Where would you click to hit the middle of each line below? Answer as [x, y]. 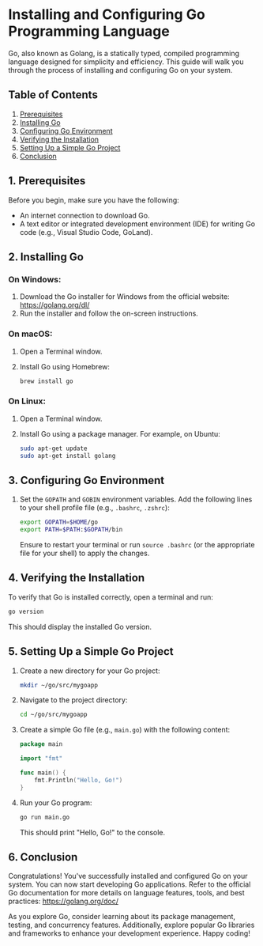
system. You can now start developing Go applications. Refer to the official [130, 884]
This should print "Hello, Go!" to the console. [92, 832]
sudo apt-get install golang [68, 456]
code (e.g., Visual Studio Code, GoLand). [86, 232]
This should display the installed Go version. [80, 626]
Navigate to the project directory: [73, 700]
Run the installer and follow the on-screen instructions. [109, 313]
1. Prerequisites [47, 181]
